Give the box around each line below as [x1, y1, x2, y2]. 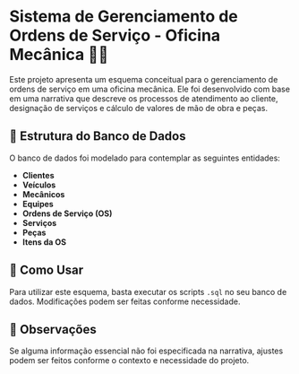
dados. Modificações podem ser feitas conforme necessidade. [9, 296, 241, 307]
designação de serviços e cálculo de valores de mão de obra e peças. [9, 102, 269, 113]
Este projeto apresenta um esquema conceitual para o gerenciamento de [9, 74, 278, 84]
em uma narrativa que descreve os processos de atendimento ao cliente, [9, 92, 278, 104]
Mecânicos [21, 188, 65, 199]
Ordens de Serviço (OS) [21, 208, 113, 219]
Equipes [21, 198, 54, 209]
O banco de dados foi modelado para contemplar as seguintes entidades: [9, 152, 280, 163]
